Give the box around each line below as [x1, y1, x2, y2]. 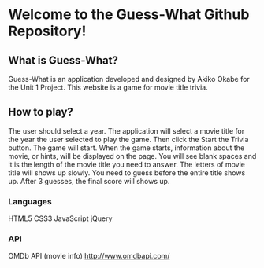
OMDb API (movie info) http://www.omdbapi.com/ [8, 251, 170, 261]
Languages [8, 196, 53, 207]
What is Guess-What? [8, 53, 118, 67]
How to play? [8, 105, 73, 119]
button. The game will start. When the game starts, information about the [8, 143, 245, 152]
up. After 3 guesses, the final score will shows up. [8, 176, 170, 185]
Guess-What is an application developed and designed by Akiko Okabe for [8, 75, 250, 83]
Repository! [8, 22, 87, 40]
